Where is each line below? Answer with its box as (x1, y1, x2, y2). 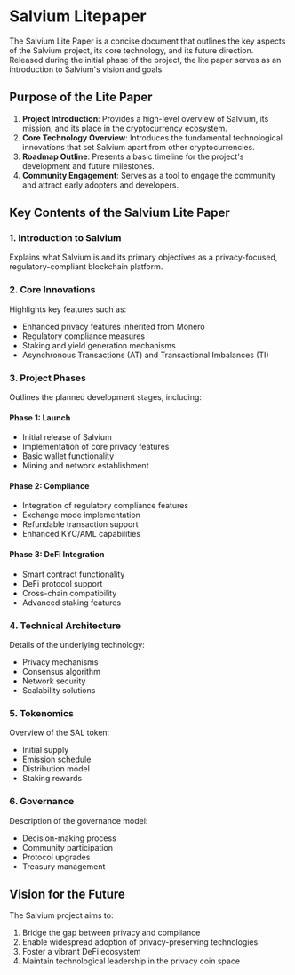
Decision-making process (21, 833, 117, 843)
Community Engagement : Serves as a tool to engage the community (21, 170, 276, 180)
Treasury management (21, 860, 106, 872)
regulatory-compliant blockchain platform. (9, 261, 163, 272)
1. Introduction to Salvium (9, 232, 122, 244)
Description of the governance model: (9, 815, 148, 826)
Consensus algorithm (21, 666, 100, 676)
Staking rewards (21, 773, 83, 784)
